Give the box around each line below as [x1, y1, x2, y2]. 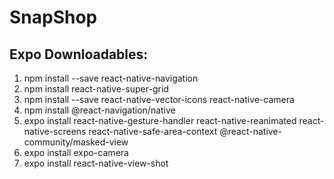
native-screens [23, 126, 87, 137]
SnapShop [9, 6, 98, 29]
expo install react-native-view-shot [23, 157, 169, 169]
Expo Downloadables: [9, 46, 149, 63]
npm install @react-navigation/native [23, 104, 176, 116]
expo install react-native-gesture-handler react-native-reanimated [23, 115, 297, 126]
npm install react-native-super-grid [23, 83, 169, 95]
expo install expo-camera [23, 147, 129, 158]
